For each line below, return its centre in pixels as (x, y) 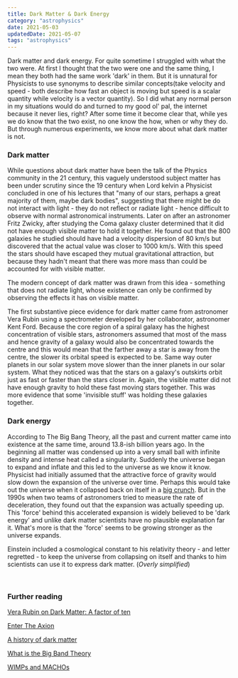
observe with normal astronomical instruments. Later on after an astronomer (119, 216)
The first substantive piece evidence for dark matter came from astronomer (118, 312)
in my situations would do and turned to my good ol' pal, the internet (107, 106)
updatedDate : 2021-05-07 (44, 34)
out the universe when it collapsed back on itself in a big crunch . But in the (117, 490)
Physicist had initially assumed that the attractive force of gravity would (112, 474)
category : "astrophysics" (45, 21)
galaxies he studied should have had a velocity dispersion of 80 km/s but (114, 239)
